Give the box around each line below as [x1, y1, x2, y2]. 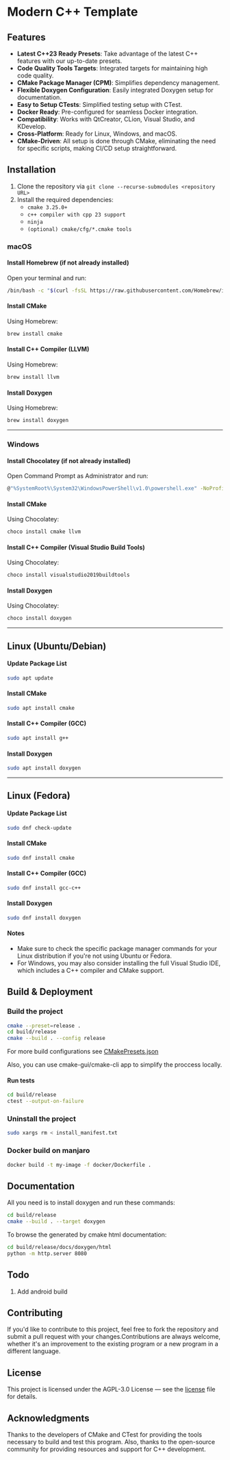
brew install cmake [7, 330, 63, 338]
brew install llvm [7, 374, 60, 381]
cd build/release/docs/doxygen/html [7, 1244, 112, 1251]
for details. [7, 1392, 38, 1401]
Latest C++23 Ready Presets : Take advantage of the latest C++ [16, 49, 199, 58]
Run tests [7, 1076, 35, 1085]
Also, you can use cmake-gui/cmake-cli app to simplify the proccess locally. [7, 1061, 222, 1069]
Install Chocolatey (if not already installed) [7, 456, 131, 465]
